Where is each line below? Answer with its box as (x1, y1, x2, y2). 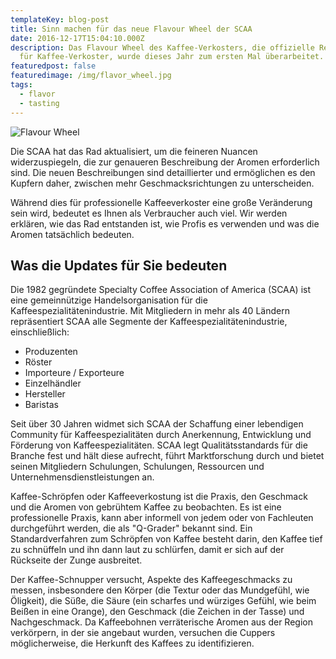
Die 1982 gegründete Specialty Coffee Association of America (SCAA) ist (10, 284, 312, 296)
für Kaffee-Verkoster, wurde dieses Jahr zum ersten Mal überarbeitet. (19, 52, 325, 62)
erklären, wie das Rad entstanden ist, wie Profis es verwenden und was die (10, 217, 320, 230)
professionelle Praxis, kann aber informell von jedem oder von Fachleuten (10, 512, 314, 524)
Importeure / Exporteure (24, 367, 125, 379)
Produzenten (24, 346, 78, 358)
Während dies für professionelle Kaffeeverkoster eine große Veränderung (10, 196, 313, 208)
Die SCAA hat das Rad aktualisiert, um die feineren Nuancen (10, 145, 258, 157)
